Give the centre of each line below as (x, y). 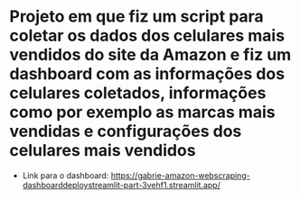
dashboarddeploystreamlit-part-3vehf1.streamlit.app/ (122, 185)
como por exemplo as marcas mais (142, 112)
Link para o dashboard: (66, 175)
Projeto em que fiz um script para (136, 17)
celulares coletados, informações (138, 93)
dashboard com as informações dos (147, 74)
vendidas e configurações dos (126, 131)
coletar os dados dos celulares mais (147, 36)
